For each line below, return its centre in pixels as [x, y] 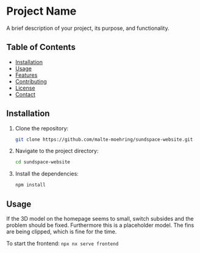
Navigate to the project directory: [57, 151]
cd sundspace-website [42, 162]
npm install [30, 185]
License [25, 88]
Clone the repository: [42, 128]
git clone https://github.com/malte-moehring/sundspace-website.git [104, 139]
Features [26, 75]
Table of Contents [41, 47]
